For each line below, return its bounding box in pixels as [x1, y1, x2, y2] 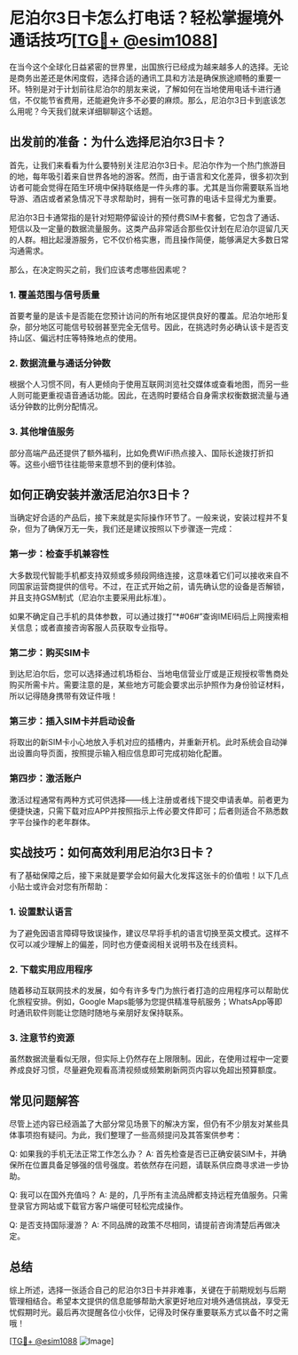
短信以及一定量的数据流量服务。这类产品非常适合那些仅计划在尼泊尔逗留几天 [9, 223, 289, 234]
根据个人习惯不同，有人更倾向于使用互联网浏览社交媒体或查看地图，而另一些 [9, 379, 289, 389]
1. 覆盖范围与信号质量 [9, 288, 100, 301]
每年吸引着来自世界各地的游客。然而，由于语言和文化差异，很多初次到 [32, 171, 289, 181]
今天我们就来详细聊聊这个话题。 [39, 106, 157, 116]
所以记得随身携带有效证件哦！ [9, 691, 118, 702]
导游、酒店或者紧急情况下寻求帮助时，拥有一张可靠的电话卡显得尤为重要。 [9, 193, 281, 204]
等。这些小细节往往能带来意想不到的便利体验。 [9, 459, 180, 469]
